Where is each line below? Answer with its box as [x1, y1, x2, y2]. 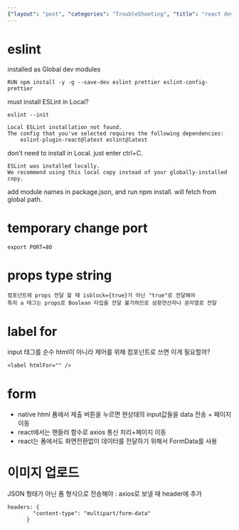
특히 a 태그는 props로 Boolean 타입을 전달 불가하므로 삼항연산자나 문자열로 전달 [7, 300, 217, 307]
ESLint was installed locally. [7, 162, 100, 170]
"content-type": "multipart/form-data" [33, 510, 152, 517]
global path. [7, 195, 43, 203]
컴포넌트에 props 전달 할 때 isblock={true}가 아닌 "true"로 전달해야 [7, 292, 196, 300]
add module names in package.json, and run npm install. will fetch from [7, 187, 217, 196]
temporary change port [7, 220, 148, 236]
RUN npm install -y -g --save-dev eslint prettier [7, 78, 161, 86]
